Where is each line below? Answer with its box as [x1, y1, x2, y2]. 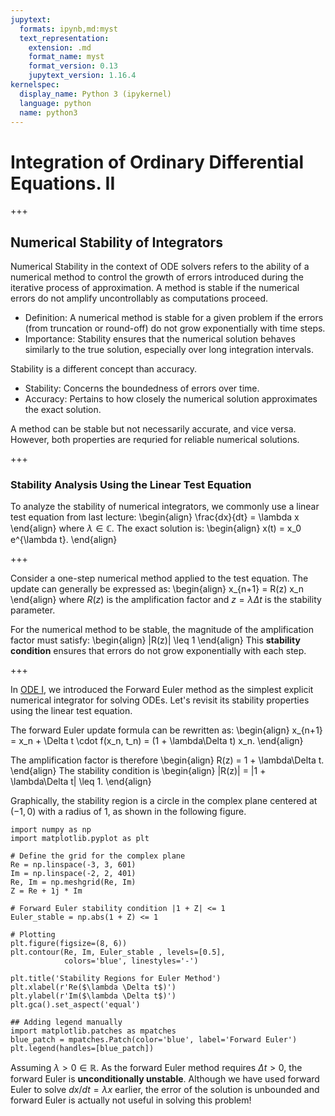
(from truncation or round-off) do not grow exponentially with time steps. [24, 322, 326, 335]
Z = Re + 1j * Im [10, 886, 83, 896]
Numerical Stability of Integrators [10, 234, 223, 251]
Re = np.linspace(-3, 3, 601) [10, 860, 137, 870]
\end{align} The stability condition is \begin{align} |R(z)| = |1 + [10, 765, 267, 777]
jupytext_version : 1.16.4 [28, 71, 137, 81]
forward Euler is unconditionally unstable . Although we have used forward [10, 1073, 320, 1085]
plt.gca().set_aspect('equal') [10, 1000, 141, 1010]
